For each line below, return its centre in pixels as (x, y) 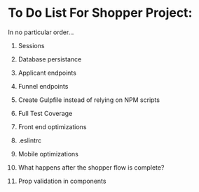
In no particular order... (41, 32)
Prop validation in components (62, 181)
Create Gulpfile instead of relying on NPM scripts (89, 100)
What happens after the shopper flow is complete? (91, 167)
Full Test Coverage (45, 113)
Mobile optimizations (48, 154)
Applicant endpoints (47, 73)
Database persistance (50, 59)
